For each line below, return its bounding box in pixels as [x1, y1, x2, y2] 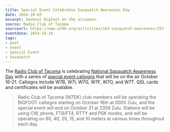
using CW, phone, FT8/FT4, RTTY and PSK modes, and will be [17, 110, 148, 116]
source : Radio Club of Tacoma [5, 21, 69, 27]
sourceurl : [5, 26, 28, 31]
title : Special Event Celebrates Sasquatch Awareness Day [5, 7, 130, 13]
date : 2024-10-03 [5, 12, 42, 17]
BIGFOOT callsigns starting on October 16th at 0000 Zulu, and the [17, 100, 155, 106]
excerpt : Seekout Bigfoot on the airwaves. [5, 17, 99, 22]
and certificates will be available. [5, 84, 74, 91]
